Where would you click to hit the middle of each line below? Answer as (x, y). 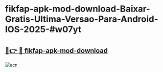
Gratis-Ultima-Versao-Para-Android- (82, 19)
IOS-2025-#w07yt (43, 29)
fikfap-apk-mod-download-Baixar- (78, 9)
